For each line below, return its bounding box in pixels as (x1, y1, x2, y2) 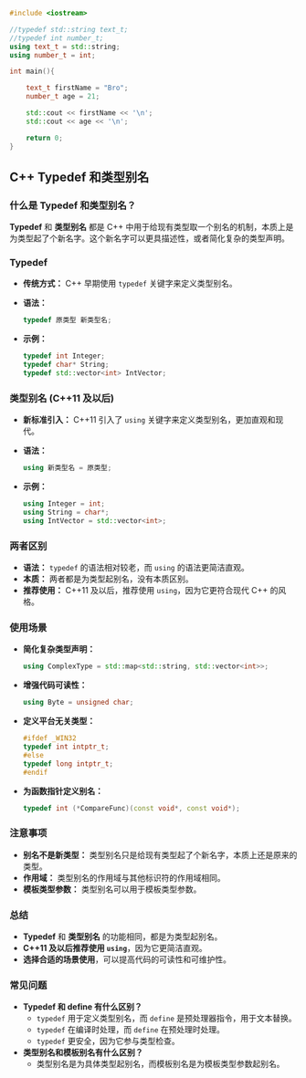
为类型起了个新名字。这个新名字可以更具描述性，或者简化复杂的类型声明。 (9, 233, 290, 244)
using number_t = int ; (9, 50, 96, 59)
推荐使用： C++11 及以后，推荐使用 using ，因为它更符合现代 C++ (22, 585, 269, 596)
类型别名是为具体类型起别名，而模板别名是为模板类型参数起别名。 (36, 1059, 285, 1070)
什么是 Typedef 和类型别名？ (9, 199, 137, 212)
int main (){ (9, 67, 55, 77)
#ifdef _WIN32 (22, 734, 77, 743)
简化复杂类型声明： (22, 644, 96, 654)
